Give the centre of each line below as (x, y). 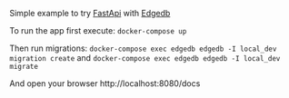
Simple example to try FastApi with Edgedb (90, 13)
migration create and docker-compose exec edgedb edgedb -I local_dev (145, 58)
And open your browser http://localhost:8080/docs (105, 83)
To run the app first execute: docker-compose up (98, 30)
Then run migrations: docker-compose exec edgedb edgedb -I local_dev (143, 48)
